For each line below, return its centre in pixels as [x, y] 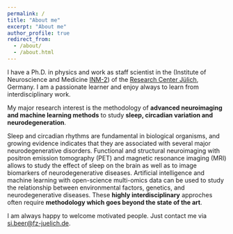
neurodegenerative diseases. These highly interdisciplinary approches [110, 194]
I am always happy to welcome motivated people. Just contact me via [107, 215]
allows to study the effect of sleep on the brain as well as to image [102, 165]
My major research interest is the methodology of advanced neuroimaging [115, 108]
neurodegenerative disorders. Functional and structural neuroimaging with [114, 151]
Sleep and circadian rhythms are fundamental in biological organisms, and [114, 135]
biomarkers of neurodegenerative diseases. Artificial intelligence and [106, 173]
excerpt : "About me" [37, 26]
